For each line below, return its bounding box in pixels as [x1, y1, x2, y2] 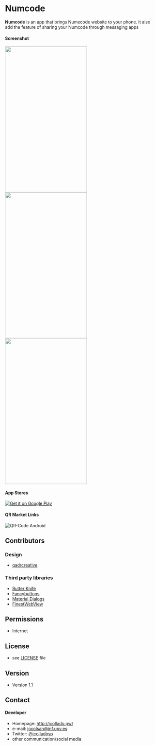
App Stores [5, 490, 28, 496]
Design [5, 551, 22, 558]
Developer [5, 710, 27, 715]
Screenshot [5, 35, 29, 41]
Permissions [5, 615, 44, 623]
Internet [12, 628, 28, 634]
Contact [5, 696, 30, 704]
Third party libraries [5, 574, 53, 581]
